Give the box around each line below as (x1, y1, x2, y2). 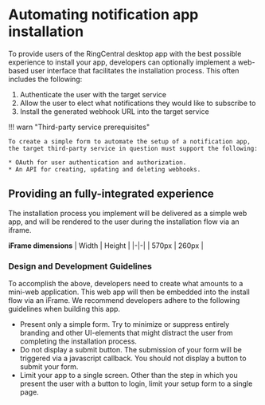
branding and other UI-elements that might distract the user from (19, 328, 233, 338)
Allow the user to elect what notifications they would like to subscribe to (19, 98, 256, 108)
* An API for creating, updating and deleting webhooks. (8, 165, 201, 173)
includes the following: (8, 74, 83, 84)
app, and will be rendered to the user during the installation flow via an (8, 217, 240, 226)
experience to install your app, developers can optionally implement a (8, 57, 236, 67)
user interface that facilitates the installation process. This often (30, 65, 240, 75)
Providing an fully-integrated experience (8, 187, 215, 201)
